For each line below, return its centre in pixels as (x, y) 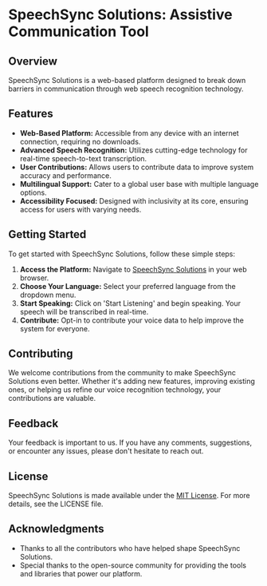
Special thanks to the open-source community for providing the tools (133, 565)
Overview (33, 61)
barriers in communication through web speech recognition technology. (126, 89)
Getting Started (47, 234)
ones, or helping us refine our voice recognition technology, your (115, 390)
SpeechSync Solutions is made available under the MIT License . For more (130, 496)
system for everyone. (55, 328)
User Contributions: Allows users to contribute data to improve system (137, 167)
